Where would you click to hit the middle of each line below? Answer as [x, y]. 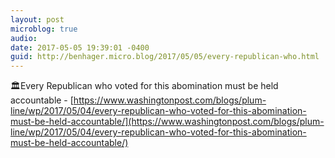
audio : [24, 38]
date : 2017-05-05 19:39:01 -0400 [80, 47]
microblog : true [44, 29]
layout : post [37, 19]
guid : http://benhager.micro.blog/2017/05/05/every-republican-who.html [165, 57]
